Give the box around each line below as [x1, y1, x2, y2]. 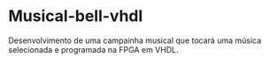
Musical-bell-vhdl [8, 6, 143, 26]
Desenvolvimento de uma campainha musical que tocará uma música [8, 35, 262, 46]
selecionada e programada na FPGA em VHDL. [8, 44, 179, 54]
